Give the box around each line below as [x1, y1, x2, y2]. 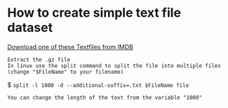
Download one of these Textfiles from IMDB [7, 43, 133, 51]
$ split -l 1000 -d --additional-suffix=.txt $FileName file [7, 80, 189, 88]
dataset [7, 20, 53, 36]
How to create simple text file [7, 5, 181, 21]
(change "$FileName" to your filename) [7, 68, 124, 75]
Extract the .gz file [7, 56, 71, 63]
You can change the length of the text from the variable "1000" [7, 94, 202, 101]
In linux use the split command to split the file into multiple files [7, 62, 221, 69]
